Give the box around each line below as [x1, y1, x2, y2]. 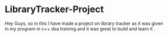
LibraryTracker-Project [5, 4, 104, 15]
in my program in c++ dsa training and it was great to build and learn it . [5, 25, 156, 31]
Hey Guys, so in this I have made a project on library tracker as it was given [5, 20, 163, 26]
